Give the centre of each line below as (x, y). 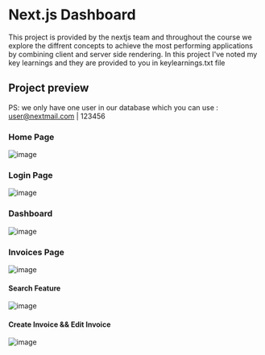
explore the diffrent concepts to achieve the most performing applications (131, 45)
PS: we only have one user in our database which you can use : (114, 107)
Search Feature (35, 288)
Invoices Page (36, 252)
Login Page (31, 175)
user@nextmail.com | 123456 (57, 116)
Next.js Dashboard (72, 15)
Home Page (31, 137)
